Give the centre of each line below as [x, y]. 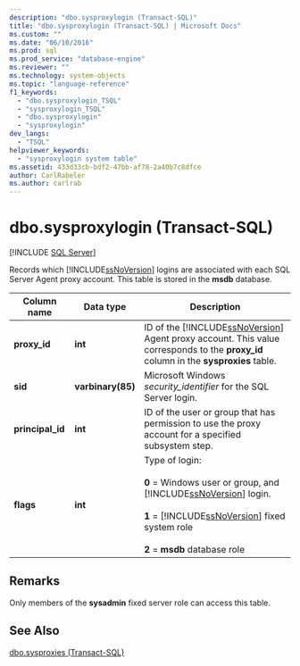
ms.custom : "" [36, 34]
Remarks [35, 581]
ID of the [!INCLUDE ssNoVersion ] [214, 328]
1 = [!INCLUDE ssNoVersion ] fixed [215, 516]
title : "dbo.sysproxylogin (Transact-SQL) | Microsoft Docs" [125, 26]
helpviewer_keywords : [50, 150]
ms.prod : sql [33, 51]
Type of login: [173, 461]
